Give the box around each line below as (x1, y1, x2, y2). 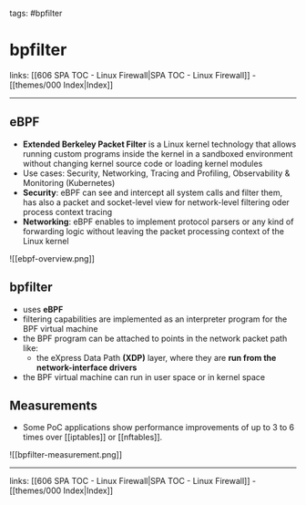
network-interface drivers (36, 362, 138, 373)
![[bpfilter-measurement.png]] (9, 449, 123, 460)
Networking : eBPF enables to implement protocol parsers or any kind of (22, 216, 294, 227)
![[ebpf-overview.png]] (9, 252, 96, 263)
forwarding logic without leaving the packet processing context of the (22, 225, 285, 236)
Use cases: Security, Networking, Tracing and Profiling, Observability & (22, 168, 291, 179)
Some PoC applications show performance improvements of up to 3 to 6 (22, 422, 295, 433)
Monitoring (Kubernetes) (22, 177, 116, 188)
